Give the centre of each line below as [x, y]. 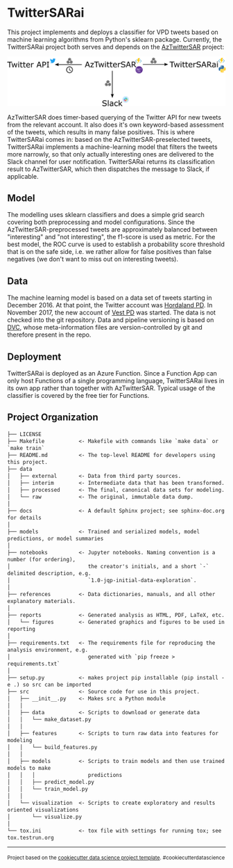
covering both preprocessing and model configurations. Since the [101, 222]
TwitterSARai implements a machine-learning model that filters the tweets [112, 147]
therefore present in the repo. [49, 335]
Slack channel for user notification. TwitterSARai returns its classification [111, 161]
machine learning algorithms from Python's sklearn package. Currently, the [114, 39]
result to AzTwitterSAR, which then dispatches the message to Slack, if [109, 169]
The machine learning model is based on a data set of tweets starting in [110, 298]
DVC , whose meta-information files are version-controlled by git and [105, 328]
